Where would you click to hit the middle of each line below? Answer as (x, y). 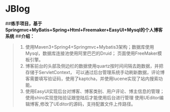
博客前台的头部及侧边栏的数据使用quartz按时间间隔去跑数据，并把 (94, 66)
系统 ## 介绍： (20, 36)
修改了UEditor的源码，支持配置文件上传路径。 (88, 104)
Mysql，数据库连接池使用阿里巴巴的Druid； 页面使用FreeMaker (91, 53)
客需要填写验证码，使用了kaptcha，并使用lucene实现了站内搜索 (92, 79)
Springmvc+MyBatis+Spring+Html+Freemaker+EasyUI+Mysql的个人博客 (84, 30)
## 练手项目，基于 (24, 23)
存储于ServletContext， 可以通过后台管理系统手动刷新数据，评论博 (95, 72)
